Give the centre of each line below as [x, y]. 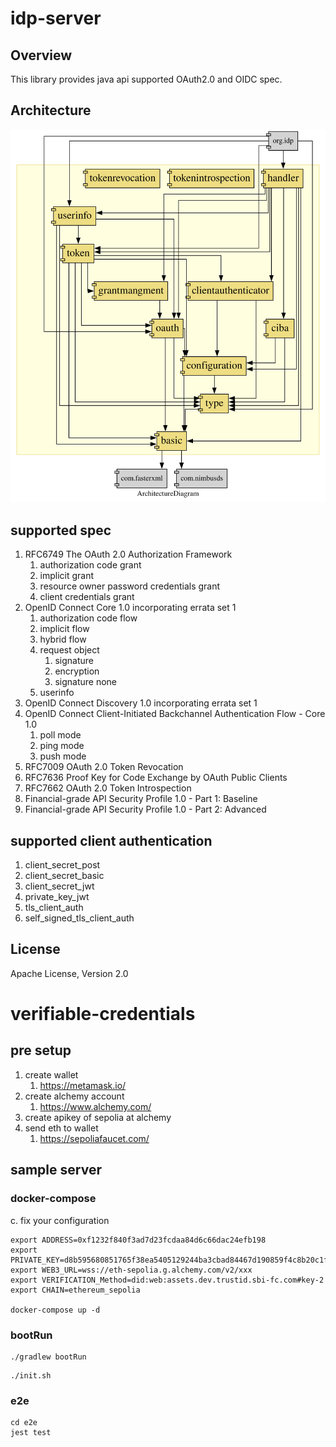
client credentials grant [87, 597]
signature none [85, 682]
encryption [77, 671]
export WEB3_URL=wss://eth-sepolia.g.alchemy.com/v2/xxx [131, 1270]
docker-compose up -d [55, 1310]
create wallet [51, 1074]
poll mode [60, 735]
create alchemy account [74, 1096]
